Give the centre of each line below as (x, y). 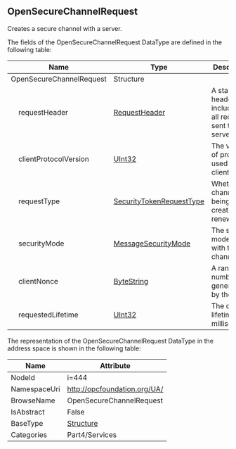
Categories (29, 434)
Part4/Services (92, 434)
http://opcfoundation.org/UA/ (115, 388)
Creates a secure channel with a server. (65, 28)
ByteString (131, 281)
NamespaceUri (36, 388)
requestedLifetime (48, 315)
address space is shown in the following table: (74, 348)
